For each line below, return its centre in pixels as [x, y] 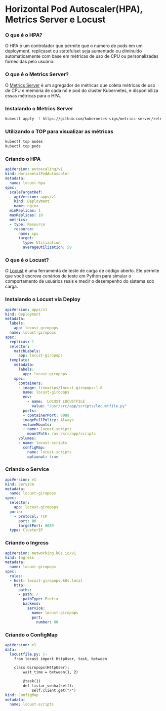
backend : [32, 604]
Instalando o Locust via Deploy [43, 299]
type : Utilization [42, 243]
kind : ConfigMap [22, 695]
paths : [25, 590]
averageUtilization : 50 [47, 247]
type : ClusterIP [26, 530]
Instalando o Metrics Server [39, 108]
